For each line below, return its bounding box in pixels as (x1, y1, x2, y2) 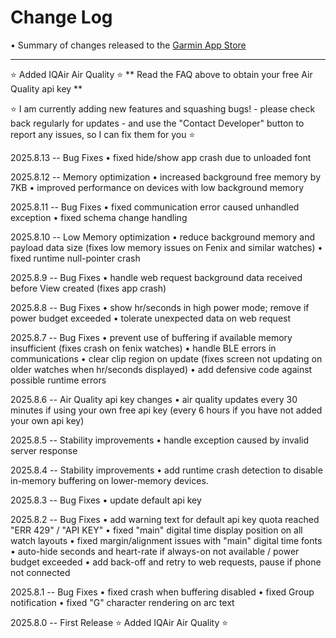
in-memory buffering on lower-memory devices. (10, 474, 209, 486)
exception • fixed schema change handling (10, 211, 188, 223)
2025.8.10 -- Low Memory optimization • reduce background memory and (10, 231, 316, 243)
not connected (10, 566, 71, 578)
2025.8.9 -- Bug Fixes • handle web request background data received (10, 271, 303, 283)
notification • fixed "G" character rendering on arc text (10, 596, 235, 608)
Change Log (10, 6, 113, 29)
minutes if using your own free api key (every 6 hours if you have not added (10, 404, 323, 416)
